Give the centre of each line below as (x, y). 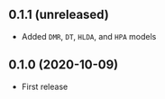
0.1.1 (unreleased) (59, 15)
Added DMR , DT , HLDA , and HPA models (89, 36)
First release (45, 86)
